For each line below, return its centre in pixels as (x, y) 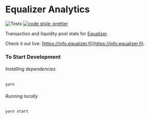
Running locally (22, 96)
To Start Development (33, 56)
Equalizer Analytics (48, 9)
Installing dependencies (30, 69)
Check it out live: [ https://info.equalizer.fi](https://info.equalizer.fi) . (75, 43)
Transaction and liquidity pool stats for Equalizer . (57, 33)
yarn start (17, 111)
